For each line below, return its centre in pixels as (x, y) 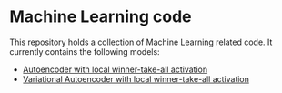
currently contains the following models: (85, 51)
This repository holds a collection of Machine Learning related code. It (141, 42)
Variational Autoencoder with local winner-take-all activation (136, 78)
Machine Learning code (101, 17)
